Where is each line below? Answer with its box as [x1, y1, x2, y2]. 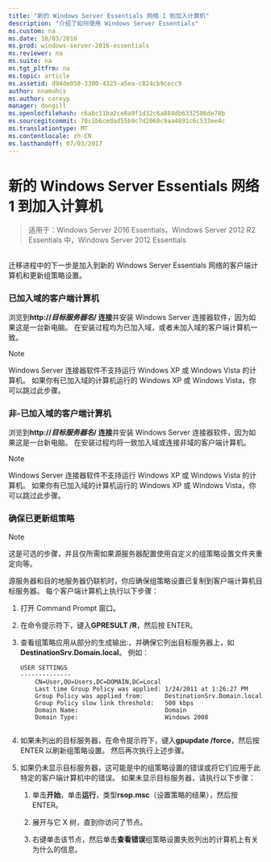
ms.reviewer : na [8, 49, 63, 57]
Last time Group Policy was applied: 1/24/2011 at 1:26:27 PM [35, 684, 248, 693]
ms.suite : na [8, 57, 52, 65]
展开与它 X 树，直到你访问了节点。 [31, 817, 148, 826]
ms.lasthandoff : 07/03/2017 [8, 139, 103, 148]
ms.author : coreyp [8, 95, 70, 103]
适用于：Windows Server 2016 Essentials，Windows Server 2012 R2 [27, 225, 256, 235]
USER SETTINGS [19, 663, 68, 671]
